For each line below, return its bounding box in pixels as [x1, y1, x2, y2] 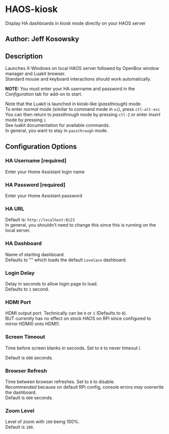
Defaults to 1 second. [5, 286, 49, 293]
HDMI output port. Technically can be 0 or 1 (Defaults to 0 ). [5, 310, 127, 316]
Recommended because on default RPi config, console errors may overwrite [5, 384, 164, 390]
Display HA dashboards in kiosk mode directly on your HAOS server [5, 20, 146, 26]
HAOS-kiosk [5, 4, 58, 15]
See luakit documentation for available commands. [5, 122, 110, 128]
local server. [5, 228, 31, 234]
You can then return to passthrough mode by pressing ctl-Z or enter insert [5, 112, 161, 118]
